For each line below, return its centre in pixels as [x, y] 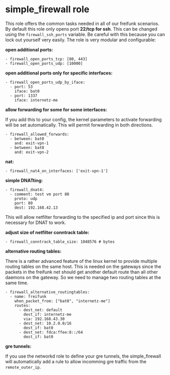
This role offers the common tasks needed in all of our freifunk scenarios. [82, 23]
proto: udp [26, 198]
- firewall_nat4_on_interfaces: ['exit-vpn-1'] [57, 171]
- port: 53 [21, 87]
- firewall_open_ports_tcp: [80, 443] [46, 59]
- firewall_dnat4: [25, 190]
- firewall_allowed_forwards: [37, 134]
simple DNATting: [24, 180]
